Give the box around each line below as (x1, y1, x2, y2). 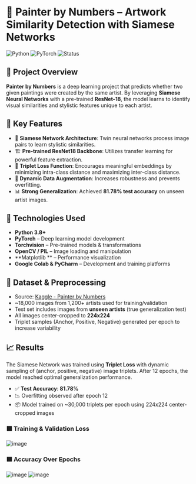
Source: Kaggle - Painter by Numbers (14, 293, 106, 300)
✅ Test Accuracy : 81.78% (14, 385, 79, 392)
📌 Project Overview (6, 67, 78, 77)
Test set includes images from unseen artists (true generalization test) (14, 306, 187, 313)
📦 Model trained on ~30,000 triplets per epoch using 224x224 (14, 401, 168, 408)
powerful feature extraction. (14, 156, 83, 163)
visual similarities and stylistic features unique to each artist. (6, 102, 152, 109)
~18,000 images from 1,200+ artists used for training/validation (14, 300, 168, 307)
